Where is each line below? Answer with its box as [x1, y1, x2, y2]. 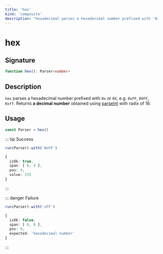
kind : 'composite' [5, 12, 42, 16]
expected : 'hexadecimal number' [9, 231, 75, 236]
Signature [5, 56, 35, 64]
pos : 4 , [9, 168, 25, 173]
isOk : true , [9, 159, 34, 164]
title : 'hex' [5, 7, 32, 12]
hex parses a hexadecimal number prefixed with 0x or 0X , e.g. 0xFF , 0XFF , [5, 95, 149, 101]
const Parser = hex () [5, 127, 49, 132]
